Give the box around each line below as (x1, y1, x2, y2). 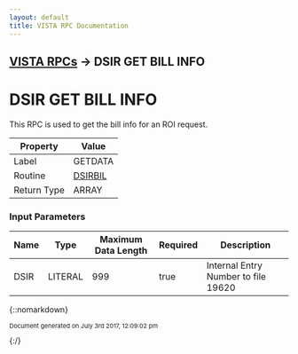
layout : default (9, 12, 69, 22)
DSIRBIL (73, 169, 107, 182)
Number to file (206, 271, 266, 283)
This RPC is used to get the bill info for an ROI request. (9, 119, 208, 130)
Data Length (94, 245, 148, 257)
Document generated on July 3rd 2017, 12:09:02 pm (9, 321, 158, 331)
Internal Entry (206, 259, 263, 271)
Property (20, 139, 59, 152)
